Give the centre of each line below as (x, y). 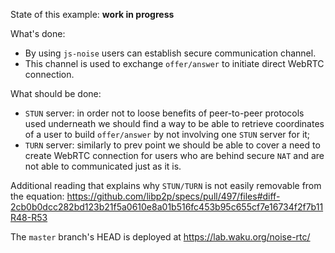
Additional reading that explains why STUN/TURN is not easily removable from (166, 185)
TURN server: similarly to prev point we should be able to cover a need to (172, 145)
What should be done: (56, 93)
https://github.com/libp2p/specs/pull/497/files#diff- (173, 196)
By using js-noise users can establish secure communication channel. (170, 53)
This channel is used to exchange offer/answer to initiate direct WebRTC (174, 63)
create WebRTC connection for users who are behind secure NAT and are (174, 155)
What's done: (38, 33)
